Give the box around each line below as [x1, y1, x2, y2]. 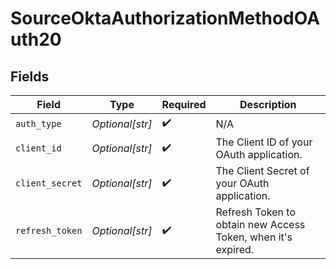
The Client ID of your [215, 135, 313, 149]
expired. [215, 243, 255, 256]
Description [239, 98, 297, 111]
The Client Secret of [215, 164, 310, 177]
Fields [10, 68, 50, 85]
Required [161, 98, 207, 111]
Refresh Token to [215, 205, 296, 219]
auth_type [15, 118, 62, 129]
